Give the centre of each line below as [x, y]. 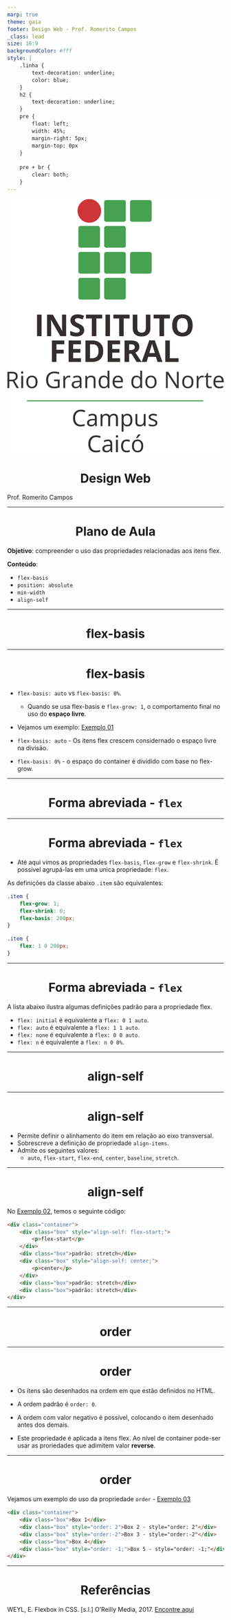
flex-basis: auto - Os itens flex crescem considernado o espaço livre [117, 741]
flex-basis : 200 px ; [47, 918]
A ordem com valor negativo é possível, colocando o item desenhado [115, 1418]
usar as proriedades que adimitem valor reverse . [86, 1445]
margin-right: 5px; [60, 138]
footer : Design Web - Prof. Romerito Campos [72, 29]
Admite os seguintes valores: [58, 1150]
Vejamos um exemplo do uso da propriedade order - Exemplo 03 [99, 1499]
